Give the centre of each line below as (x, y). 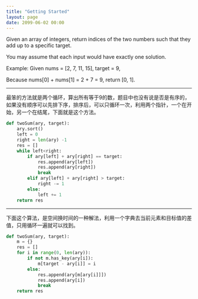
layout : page (22, 17)
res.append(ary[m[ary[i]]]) (72, 275)
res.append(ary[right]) (67, 167)
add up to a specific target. (39, 45)
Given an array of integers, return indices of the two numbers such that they (98, 40)
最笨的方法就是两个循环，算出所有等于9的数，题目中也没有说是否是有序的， (98, 97)
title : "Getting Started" (38, 11)
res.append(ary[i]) (61, 280)
